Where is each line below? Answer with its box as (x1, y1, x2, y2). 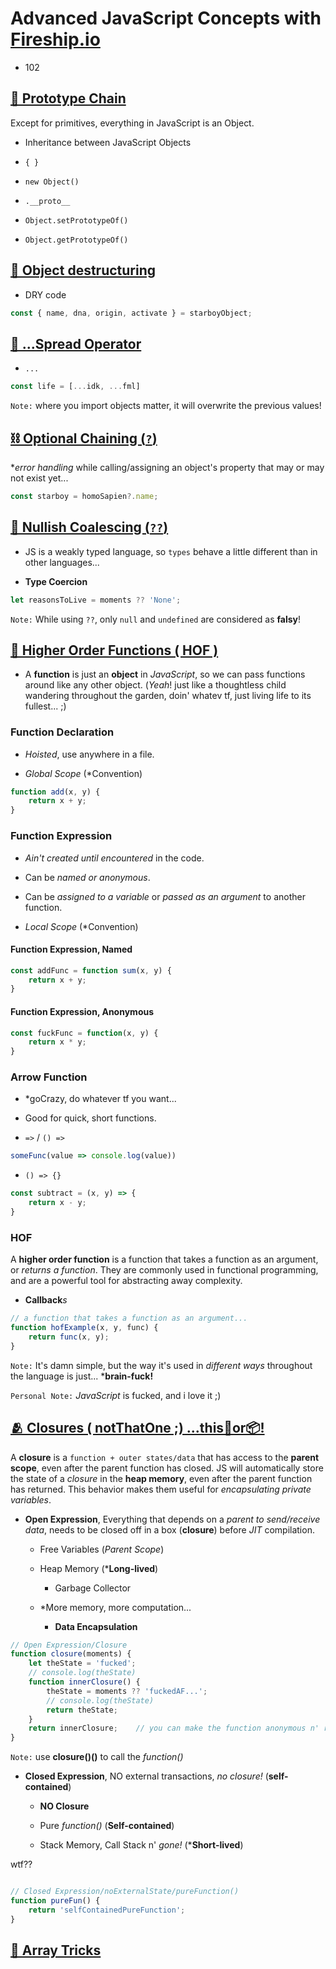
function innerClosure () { (28, 1677, 141, 1687)
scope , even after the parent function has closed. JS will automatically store (10, 1462, 324, 1474)
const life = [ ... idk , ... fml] (10, 382, 141, 392)
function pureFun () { (10, 1896, 101, 1906)
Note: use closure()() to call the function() (10, 1751, 184, 1763)
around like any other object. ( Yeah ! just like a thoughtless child (24, 679, 287, 691)
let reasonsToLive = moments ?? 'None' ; (10, 595, 182, 605)
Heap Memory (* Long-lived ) (39, 1562, 159, 1574)
